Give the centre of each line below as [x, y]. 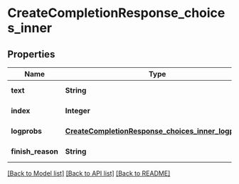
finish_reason [35, 151]
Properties [31, 54]
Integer [78, 111]
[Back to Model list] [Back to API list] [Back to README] [89, 173]
